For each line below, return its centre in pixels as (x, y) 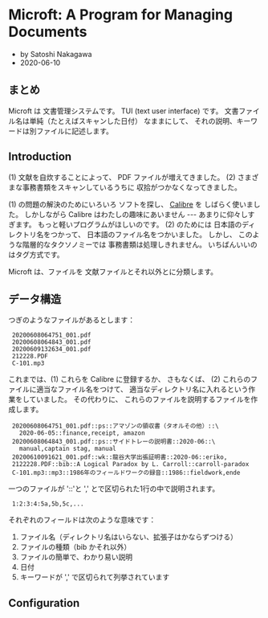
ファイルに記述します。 (75, 131)
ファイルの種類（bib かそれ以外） (75, 547)
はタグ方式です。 (36, 254)
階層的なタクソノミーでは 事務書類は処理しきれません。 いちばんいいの (140, 244)
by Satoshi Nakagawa (56, 54)
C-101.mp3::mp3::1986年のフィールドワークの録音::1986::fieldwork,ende (126, 473)
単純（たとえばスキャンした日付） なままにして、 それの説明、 (133, 121)
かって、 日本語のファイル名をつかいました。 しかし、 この (155, 234)
